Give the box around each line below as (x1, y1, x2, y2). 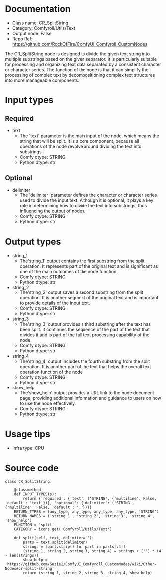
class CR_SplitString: (5, 479, 52, 483)
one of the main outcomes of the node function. (19, 268, 118, 274)
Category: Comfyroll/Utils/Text (12, 25, 76, 31)
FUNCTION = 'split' (14, 522, 55, 527)
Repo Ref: (12, 36, 33, 42)
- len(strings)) (5, 553, 39, 558)
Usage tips (5, 428, 51, 440)
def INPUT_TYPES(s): (14, 491, 57, 497)
